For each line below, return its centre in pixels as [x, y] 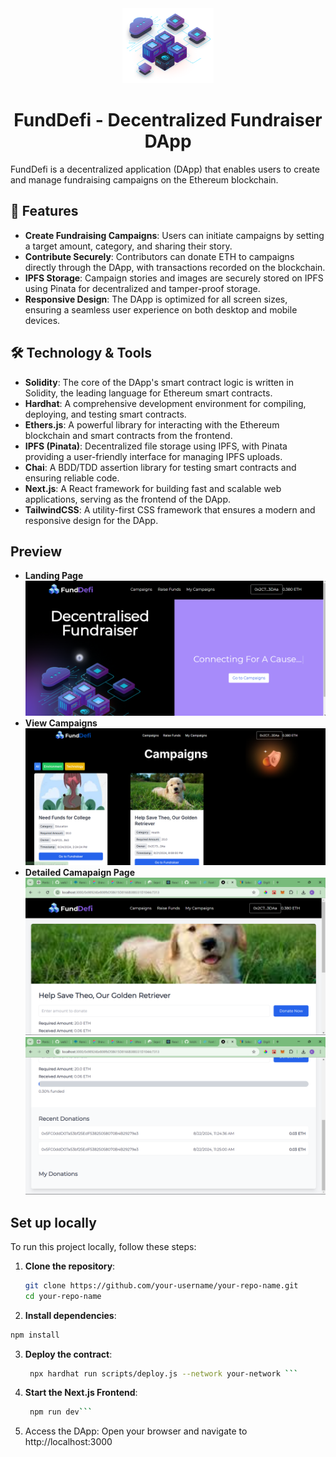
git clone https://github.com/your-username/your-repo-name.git [161, 1285]
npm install [35, 1335]
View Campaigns [61, 723]
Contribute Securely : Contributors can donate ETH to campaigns [159, 256]
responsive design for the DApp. [91, 520]
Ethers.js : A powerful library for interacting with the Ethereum [152, 424]
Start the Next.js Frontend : [81, 1393]
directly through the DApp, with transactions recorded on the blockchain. [175, 267]
